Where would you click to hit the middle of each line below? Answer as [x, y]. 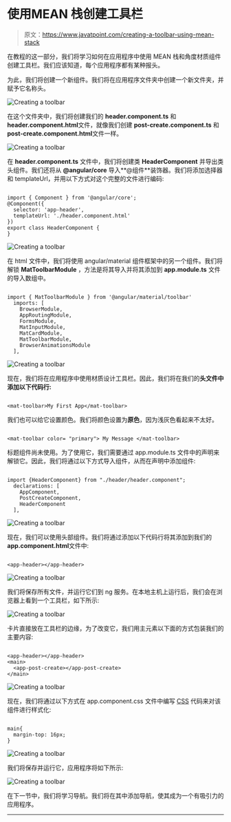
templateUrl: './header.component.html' [72, 215]
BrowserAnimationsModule [55, 345]
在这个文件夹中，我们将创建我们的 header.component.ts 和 [92, 116]
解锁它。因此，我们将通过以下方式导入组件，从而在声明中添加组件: [101, 461]
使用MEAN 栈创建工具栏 [75, 14]
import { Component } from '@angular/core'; [72, 198]
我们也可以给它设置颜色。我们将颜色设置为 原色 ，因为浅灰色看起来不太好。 [112, 419]
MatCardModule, [41, 333]
